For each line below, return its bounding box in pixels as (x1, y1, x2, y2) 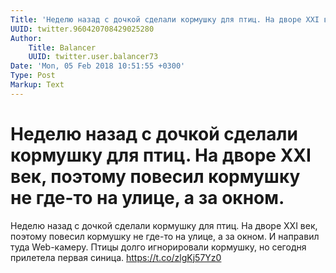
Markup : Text (10, 80, 65, 90)
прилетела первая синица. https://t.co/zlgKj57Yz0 (10, 251, 222, 263)
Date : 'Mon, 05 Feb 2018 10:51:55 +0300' (10, 61, 186, 71)
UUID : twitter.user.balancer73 (28, 52, 159, 62)
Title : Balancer (28, 42, 97, 53)
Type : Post (10, 71, 56, 81)
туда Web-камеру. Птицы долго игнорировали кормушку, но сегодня (10, 241, 307, 253)
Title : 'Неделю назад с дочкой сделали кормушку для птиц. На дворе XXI (10, 14, 320, 25)
